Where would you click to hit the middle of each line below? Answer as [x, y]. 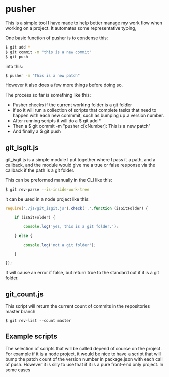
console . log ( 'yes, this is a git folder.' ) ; [71, 226]
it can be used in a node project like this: [47, 199]
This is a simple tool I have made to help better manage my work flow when [84, 23]
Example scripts [31, 336]
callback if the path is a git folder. [40, 170]
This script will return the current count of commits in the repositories [78, 306]
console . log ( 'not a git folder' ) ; [60, 245]
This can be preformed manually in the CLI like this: [59, 180]
